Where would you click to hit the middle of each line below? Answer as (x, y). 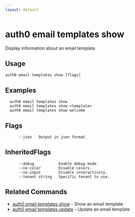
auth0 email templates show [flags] (43, 75)
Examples (21, 90)
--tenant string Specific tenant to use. (64, 177)
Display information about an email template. (51, 48)
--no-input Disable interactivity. (63, 172)
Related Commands (36, 192)
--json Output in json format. (53, 137)
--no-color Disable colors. (55, 168)
